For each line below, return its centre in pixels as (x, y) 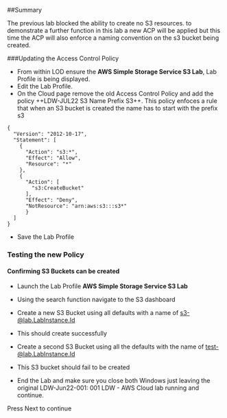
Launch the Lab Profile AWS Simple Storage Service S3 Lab (103, 286)
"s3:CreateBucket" (58, 188)
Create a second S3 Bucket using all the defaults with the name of (110, 347)
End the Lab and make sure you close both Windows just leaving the (113, 381)
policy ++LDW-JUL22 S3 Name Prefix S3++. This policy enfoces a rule (117, 101)
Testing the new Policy (46, 255)
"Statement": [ (35, 140)
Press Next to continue (39, 408)
